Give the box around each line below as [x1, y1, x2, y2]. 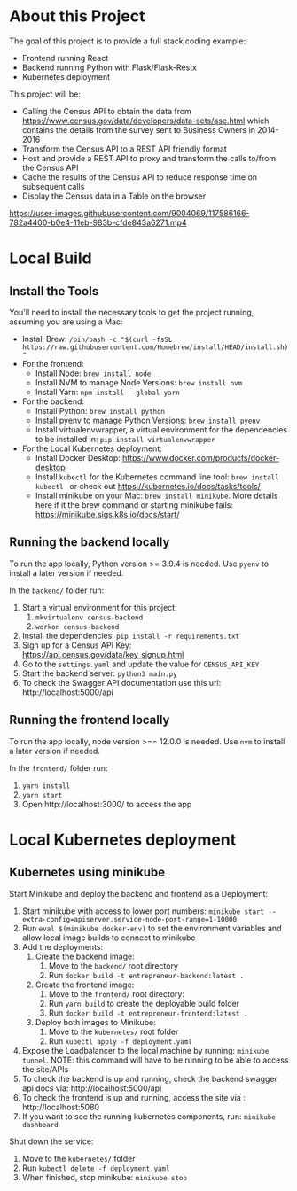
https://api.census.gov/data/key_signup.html [21, 649, 184, 659]
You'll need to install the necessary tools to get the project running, [9, 307, 254, 317]
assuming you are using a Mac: [9, 316, 123, 327]
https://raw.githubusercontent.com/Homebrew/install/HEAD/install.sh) [21, 343, 289, 352]
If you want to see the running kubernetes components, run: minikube [21, 1110, 277, 1122]
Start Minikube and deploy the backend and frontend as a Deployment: [9, 888, 269, 899]
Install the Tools [9, 284, 99, 299]
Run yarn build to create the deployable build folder [48, 998, 240, 1008]
